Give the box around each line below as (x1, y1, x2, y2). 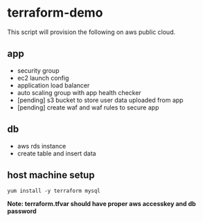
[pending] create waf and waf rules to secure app (17, 103, 159, 112)
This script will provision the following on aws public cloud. (7, 28, 175, 36)
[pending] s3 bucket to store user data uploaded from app (17, 96, 184, 104)
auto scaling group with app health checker (17, 88, 142, 96)
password (7, 207, 37, 216)
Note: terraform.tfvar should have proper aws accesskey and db (7, 200, 196, 208)
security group (17, 66, 60, 74)
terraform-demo (7, 5, 103, 21)
